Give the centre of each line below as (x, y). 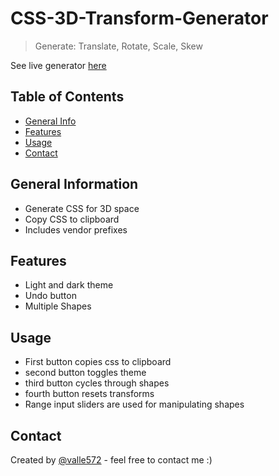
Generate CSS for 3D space (82, 208)
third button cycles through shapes (97, 383)
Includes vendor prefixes (76, 229)
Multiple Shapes (58, 306)
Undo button (50, 296)
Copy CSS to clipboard (72, 219)
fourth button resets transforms (89, 394)
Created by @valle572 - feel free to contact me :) (111, 460)
